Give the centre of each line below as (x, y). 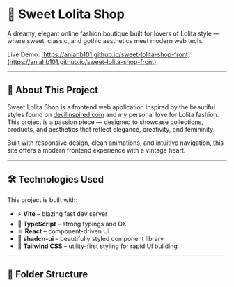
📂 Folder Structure (48, 274)
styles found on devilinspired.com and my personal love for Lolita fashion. (113, 114)
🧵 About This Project (53, 90)
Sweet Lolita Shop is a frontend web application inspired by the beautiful (111, 107)
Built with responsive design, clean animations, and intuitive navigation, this (116, 143)
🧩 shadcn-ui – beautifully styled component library (91, 238)
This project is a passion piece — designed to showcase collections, (105, 122)
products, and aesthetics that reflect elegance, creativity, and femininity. (111, 129)
